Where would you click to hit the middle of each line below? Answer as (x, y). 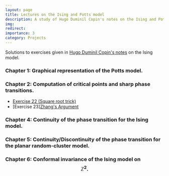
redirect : (16, 29)
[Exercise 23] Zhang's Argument (46, 107)
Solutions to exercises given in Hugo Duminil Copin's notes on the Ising (79, 52)
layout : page (19, 10)
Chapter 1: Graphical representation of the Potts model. (74, 70)
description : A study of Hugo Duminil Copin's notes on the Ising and (81, 19)
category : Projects (26, 38)
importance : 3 (20, 33)
